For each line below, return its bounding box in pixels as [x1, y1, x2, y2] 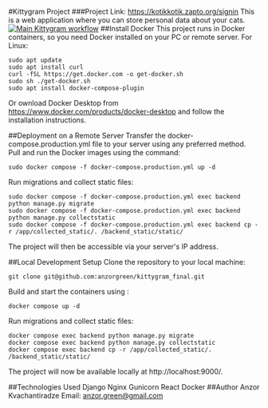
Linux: [8, 41, 29, 50]
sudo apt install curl [8, 63, 84, 71]
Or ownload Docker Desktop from [8, 98, 119, 107]
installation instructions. [8, 115, 87, 125]
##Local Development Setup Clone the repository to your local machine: [8, 258, 246, 266]
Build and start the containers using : [8, 287, 129, 296]
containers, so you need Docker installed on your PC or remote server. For [8, 32, 253, 42]
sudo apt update [8, 56, 62, 64]
